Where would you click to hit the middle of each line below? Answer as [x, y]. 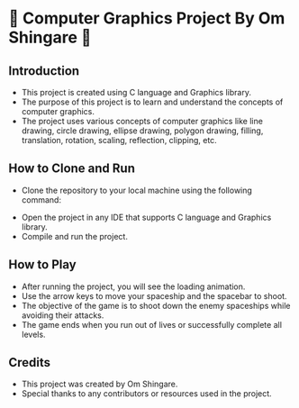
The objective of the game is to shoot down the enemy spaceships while [156, 305]
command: [41, 199]
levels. [33, 334]
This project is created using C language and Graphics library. [136, 92]
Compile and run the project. [74, 236]
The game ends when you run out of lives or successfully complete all [152, 324]
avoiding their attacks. [63, 315]
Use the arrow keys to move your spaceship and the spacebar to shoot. [154, 295]
